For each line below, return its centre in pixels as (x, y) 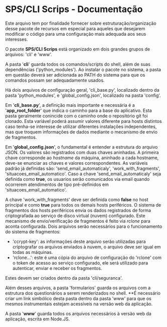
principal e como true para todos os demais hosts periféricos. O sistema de (83, 205)
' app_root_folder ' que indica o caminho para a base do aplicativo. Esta (78, 110)
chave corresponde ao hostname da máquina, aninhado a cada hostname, (82, 158)
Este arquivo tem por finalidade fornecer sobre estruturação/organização (81, 23)
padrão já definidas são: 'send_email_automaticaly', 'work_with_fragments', (83, 168)
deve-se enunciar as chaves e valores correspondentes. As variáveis (76, 163)
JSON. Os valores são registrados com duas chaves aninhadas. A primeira (82, 152)
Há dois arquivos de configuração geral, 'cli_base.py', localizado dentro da (82, 90)
